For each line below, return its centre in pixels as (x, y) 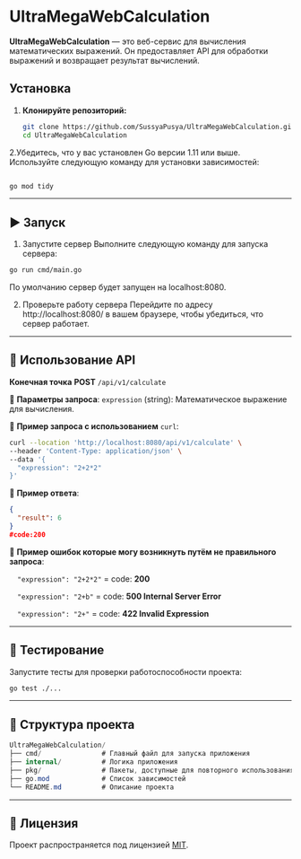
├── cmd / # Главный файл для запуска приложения (130, 754)
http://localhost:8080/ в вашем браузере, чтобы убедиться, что (143, 314)
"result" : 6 (40, 518)
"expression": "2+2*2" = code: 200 (84, 579)
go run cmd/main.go (46, 270)
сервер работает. (56, 324)
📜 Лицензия (44, 823)
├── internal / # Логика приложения (94, 762)
